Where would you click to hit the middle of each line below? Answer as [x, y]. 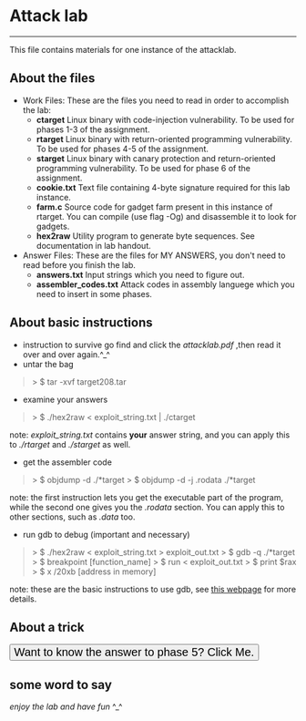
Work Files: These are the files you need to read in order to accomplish [156, 100]
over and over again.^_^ [66, 354]
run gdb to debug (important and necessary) [106, 534]
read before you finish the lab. [79, 264]
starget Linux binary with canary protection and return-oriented [156, 158]
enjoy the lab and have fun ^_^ [66, 706]
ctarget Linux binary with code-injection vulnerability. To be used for [165, 119]
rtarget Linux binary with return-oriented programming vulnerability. [164, 139]
